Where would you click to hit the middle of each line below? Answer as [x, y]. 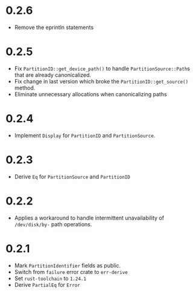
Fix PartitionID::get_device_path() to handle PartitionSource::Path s [102, 68]
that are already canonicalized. [53, 75]
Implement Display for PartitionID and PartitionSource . [85, 135]
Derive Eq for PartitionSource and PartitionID [72, 177]
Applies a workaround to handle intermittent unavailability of [89, 218]
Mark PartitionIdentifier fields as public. [68, 265]
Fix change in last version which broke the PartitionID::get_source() [101, 81]
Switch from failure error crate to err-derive [71, 272]
